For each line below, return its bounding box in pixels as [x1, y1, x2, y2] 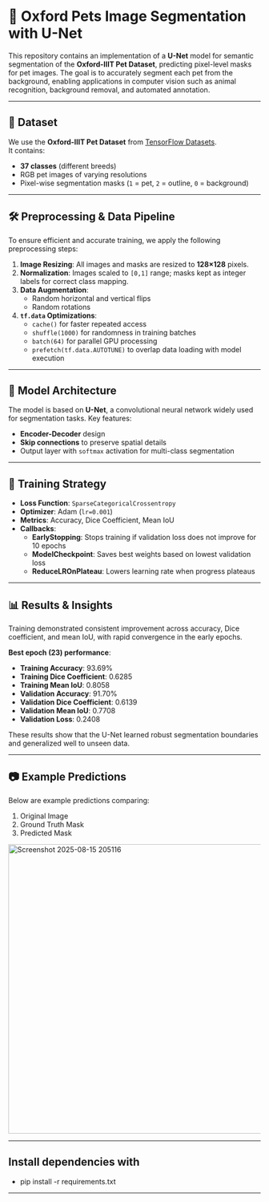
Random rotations [31, 302, 90, 311]
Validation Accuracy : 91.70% [19, 689, 118, 698]
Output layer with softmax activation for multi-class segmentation [19, 446, 235, 456]
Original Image [19, 810, 69, 821]
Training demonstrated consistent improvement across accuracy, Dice [8, 623, 240, 633]
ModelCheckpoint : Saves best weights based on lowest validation [31, 550, 251, 559]
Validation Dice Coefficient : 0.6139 [19, 697, 138, 707]
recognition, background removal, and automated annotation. [8, 84, 211, 95]
